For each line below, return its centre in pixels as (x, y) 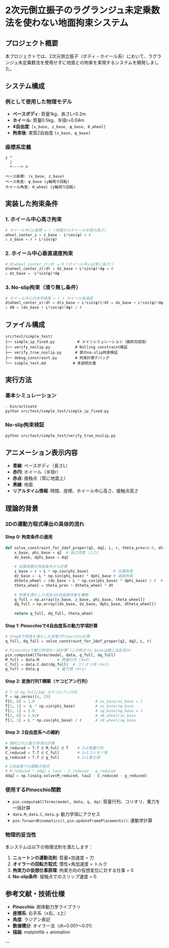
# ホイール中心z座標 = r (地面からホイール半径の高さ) (56, 230)
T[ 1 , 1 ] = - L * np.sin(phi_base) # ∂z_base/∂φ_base (70, 706)
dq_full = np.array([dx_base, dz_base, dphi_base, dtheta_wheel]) (85, 604)
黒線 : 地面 (23, 485)
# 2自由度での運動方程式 (27, 766)
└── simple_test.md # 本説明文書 (51, 363)
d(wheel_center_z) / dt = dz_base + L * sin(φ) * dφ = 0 (59, 269)
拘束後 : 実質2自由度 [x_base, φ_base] (51, 133)
